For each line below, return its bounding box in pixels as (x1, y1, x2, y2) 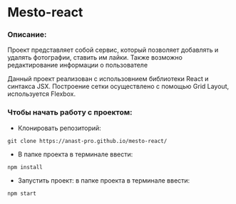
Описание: (7, 30, 47, 40)
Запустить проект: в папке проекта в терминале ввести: (17, 176, 190, 185)
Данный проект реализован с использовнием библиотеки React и (7, 75, 209, 83)
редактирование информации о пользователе (7, 61, 148, 70)
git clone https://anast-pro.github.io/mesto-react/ (7, 137, 168, 144)
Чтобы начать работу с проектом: (7, 107, 133, 117)
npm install (7, 163, 43, 171)
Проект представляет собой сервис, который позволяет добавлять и (7, 45, 219, 54)
